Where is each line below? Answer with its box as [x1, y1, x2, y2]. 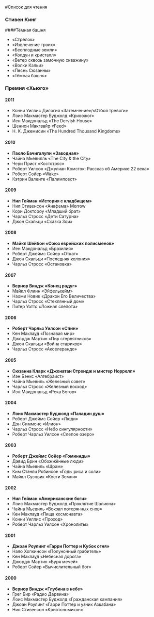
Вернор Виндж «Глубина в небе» [12, 586, 83, 592]
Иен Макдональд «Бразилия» [12, 246, 74, 251]
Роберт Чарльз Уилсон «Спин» [12, 325, 78, 332]
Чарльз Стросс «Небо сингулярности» [12, 426, 93, 432]
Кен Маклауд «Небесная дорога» [12, 553, 81, 560]
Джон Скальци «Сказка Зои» [12, 218, 73, 224]
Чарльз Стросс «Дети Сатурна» [12, 213, 79, 219]
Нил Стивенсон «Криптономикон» [12, 606, 83, 612]
